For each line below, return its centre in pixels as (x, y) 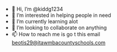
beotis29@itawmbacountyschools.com (58, 43)
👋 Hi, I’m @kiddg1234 (37, 9)
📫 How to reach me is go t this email (56, 34)
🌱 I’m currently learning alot (45, 21)
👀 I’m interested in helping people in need (61, 15)
